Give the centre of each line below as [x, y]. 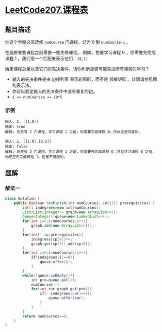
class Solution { [23, 198]
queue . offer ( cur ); [67, 298]
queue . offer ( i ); [56, 262]
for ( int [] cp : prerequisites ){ [53, 235]
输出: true [15, 127]
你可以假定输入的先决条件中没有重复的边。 [55, 91]
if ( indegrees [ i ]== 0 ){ [53, 258]
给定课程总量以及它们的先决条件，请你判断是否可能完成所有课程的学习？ [77, 69]
